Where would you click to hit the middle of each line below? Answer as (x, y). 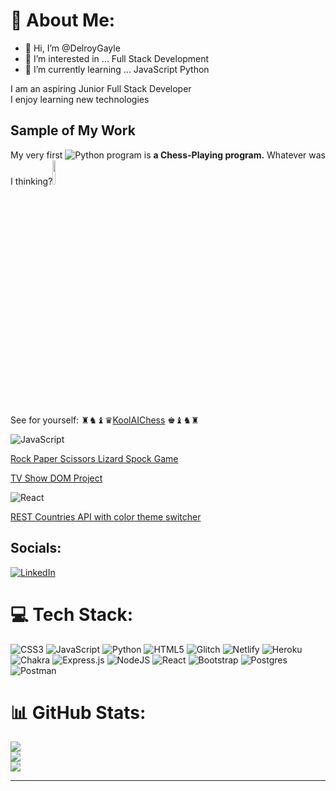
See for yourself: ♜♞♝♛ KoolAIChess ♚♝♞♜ (105, 420)
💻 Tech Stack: (72, 614)
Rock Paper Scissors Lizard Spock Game (94, 458)
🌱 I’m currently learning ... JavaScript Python (117, 69)
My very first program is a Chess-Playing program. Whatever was (168, 155)
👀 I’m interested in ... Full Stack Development (117, 58)
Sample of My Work (73, 130)
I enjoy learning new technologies (80, 99)
